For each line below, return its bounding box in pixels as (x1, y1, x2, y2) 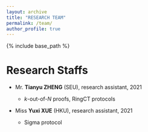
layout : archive (6, 8, 47, 15)
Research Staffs (6, 64, 89, 78)
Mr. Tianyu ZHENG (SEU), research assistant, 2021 (14, 84, 142, 91)
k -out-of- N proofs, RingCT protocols (24, 95, 116, 103)
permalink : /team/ (6, 20, 53, 26)
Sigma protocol (24, 119, 62, 126)
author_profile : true (6, 25, 61, 32)
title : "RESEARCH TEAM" (6, 15, 66, 21)
